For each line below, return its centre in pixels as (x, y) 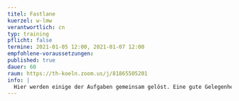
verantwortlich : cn (36, 27)
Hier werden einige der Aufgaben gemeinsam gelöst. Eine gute (108, 87)
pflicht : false (30, 41)
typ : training (28, 34)
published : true (31, 60)
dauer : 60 (22, 67)
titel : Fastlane (31, 14)
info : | (19, 80)
